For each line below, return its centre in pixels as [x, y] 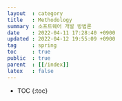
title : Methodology [40, 20]
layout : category [35, 13]
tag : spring [32, 45]
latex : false [30, 71]
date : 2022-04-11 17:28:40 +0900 [61, 33]
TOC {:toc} [32, 91]
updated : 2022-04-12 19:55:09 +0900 [61, 39]
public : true [29, 58]
